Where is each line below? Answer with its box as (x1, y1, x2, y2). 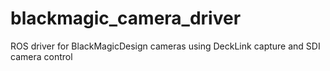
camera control (10, 50, 73, 62)
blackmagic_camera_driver (10, 7, 242, 30)
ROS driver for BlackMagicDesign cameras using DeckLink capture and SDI (10, 40, 321, 52)
